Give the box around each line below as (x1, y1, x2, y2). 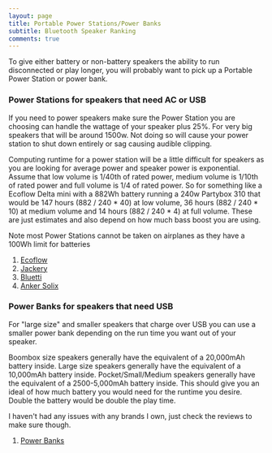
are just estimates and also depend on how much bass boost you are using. (8, 214, 261, 224)
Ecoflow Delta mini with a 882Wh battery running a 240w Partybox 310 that (8, 188, 261, 199)
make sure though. (8, 420, 71, 429)
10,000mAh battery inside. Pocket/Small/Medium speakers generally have (8, 369, 256, 379)
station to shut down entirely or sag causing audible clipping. (8, 139, 213, 149)
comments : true (8, 34, 60, 43)
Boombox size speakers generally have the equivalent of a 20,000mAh (8, 352, 245, 362)
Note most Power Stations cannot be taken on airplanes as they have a (8, 231, 245, 240)
